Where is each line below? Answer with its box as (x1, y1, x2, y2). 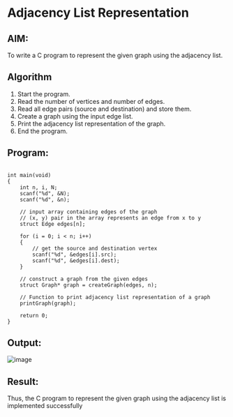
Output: (7, 337, 42, 349)
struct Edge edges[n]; (20, 220, 86, 227)
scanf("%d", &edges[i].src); (32, 251, 117, 258)
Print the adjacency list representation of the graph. (17, 119, 166, 128)
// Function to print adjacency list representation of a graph (20, 294, 211, 301)
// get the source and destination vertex (32, 245, 158, 252)
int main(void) (7, 172, 52, 179)
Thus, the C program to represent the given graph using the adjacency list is (7, 394, 227, 402)
